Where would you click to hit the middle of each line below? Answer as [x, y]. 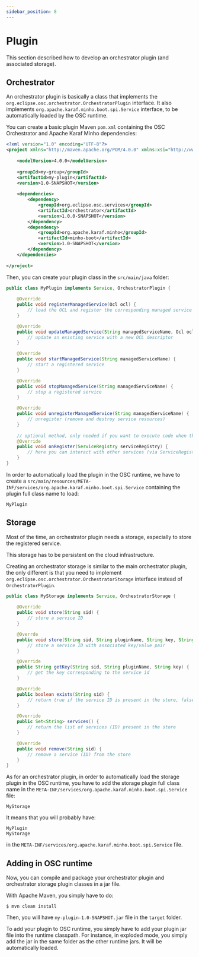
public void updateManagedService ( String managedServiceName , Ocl [100, 332]
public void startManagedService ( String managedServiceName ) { [97, 359]
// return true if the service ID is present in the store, [103, 700]
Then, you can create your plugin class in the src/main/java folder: [88, 277]
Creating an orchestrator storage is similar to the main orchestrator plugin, [97, 566]
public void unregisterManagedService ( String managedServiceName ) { [103, 414]
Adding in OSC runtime [49, 863]
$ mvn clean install [32, 907]
